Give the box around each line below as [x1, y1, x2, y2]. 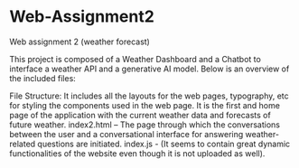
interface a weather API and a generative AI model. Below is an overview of [9, 63, 290, 74]
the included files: [9, 72, 77, 83]
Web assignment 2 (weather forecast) [9, 36, 151, 47]
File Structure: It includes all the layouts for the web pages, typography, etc [9, 90, 289, 101]
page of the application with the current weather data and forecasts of [9, 109, 271, 120]
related [9, 138, 36, 149]
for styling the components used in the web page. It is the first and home [9, 99, 280, 110]
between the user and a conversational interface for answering [9, 128, 244, 139]
